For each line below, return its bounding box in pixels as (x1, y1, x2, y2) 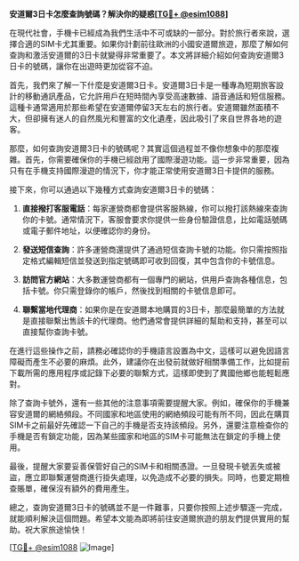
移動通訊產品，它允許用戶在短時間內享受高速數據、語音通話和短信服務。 (24, 91, 290, 101)
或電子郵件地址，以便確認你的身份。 (21, 226, 156, 236)
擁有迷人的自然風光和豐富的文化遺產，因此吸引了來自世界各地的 (39, 113, 274, 124)
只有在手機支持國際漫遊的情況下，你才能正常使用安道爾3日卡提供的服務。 (9, 165, 279, 176)
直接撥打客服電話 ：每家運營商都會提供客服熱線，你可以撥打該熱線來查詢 (21, 204, 287, 213)
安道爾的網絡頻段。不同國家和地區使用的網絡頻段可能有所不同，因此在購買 (16, 409, 290, 419)
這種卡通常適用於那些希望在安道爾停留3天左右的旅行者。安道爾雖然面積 (9, 102, 271, 112)
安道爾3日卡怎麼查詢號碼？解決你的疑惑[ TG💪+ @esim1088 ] (9, 9, 229, 19)
